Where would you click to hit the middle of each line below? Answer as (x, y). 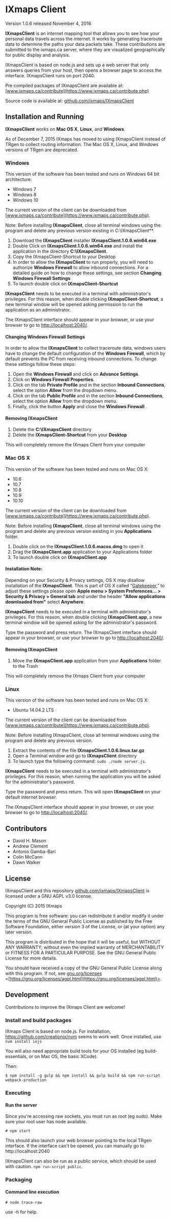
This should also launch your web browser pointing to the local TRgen (78, 1141)
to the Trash (25, 666)
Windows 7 (24, 189)
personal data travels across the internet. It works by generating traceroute (84, 39)
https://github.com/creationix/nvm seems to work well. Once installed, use (83, 1037)
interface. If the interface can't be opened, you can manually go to (75, 1146)
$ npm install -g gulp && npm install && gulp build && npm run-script (83, 1076)
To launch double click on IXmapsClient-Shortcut (65, 284)
